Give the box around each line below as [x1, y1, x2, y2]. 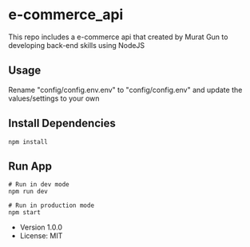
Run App [8, 159, 53, 173]
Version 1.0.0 [19, 222, 62, 233]
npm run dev [8, 188, 48, 196]
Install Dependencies [8, 117, 116, 130]
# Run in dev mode [8, 181, 69, 189]
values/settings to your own [8, 94, 100, 103]
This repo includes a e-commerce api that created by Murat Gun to [8, 32, 228, 42]
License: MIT [19, 231, 63, 241]
